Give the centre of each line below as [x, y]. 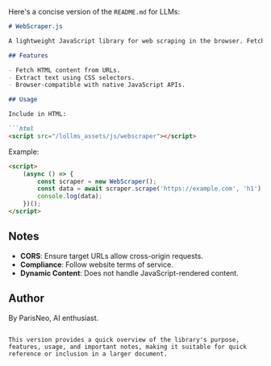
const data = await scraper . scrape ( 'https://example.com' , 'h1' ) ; [151, 189]
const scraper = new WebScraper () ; [97, 181]
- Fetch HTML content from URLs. [65, 70]
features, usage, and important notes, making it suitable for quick [128, 347]
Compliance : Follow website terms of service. [96, 264]
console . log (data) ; [70, 197]
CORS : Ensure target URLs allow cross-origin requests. [111, 256]
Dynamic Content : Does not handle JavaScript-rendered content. [129, 272]
